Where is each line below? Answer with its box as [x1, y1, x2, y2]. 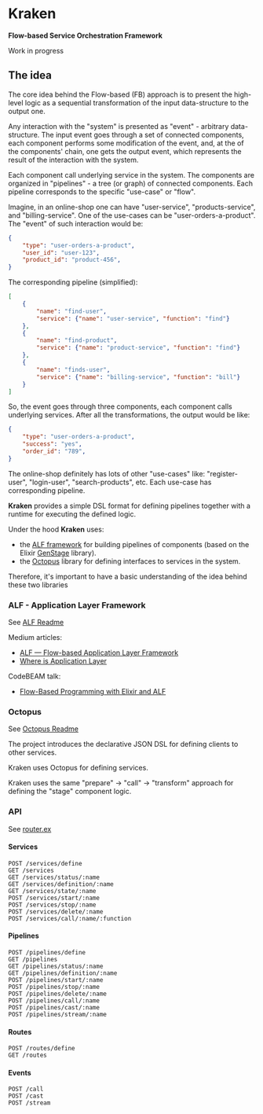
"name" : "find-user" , [36, 307, 108, 315]
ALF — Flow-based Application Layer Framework [19, 648, 179, 657]
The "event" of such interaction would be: [8, 219, 144, 228]
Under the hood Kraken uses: [8, 524, 104, 534]
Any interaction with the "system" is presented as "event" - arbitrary [8, 121, 229, 131]
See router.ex [8, 824, 52, 833]
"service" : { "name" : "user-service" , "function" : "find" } [36, 314, 230, 322]
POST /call [8, 1086, 44, 1094]
